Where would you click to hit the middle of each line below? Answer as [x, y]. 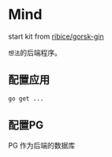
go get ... [26, 99]
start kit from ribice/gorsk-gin [56, 36]
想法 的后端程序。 [35, 52]
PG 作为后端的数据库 [42, 146]
